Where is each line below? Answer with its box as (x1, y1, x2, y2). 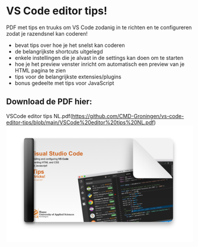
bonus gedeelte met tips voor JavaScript (14, 79, 114, 87)
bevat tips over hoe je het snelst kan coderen (14, 42, 126, 49)
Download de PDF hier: (6, 97, 92, 107)
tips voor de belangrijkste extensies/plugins (14, 73, 122, 80)
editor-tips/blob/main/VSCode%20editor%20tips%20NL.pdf (6, 119, 154, 126)
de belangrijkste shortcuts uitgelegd (14, 47, 103, 55)
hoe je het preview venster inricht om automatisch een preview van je (14, 61, 185, 68)
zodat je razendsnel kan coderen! (6, 30, 88, 37)
